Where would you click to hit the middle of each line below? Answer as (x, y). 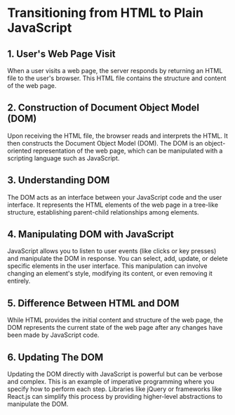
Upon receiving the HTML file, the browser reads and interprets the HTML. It (117, 136)
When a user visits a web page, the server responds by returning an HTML (115, 71)
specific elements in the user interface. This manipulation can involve (107, 266)
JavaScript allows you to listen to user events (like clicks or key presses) (112, 251)
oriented (19, 151)
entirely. (19, 281)
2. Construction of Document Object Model (103, 108)
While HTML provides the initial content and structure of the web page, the (115, 320)
